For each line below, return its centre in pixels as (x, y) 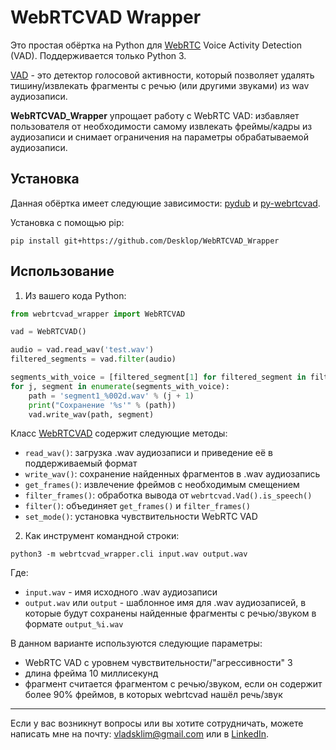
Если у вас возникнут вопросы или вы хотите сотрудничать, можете (157, 723)
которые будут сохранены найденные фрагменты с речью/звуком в (170, 613)
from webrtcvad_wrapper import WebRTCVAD (98, 314)
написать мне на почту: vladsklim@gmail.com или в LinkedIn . (140, 734)
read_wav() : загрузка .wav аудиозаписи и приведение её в (148, 453)
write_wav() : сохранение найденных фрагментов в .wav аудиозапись (172, 474)
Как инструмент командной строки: (102, 536)
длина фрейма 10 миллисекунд (91, 673)
